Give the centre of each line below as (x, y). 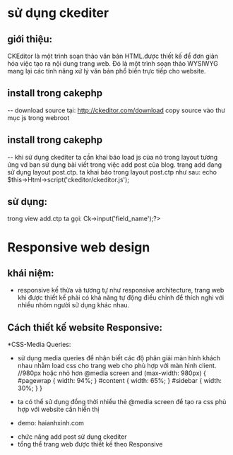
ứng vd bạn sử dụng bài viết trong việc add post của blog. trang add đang (115, 165)
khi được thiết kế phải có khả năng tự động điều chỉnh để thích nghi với (121, 297)
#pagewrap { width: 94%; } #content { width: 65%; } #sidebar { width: (120, 381)
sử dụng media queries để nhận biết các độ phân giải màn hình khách (119, 358)
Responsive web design (79, 247)
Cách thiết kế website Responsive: (85, 327)
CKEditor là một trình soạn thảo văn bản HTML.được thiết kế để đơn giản (113, 56)
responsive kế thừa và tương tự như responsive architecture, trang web (121, 290)
